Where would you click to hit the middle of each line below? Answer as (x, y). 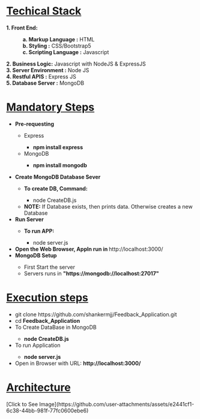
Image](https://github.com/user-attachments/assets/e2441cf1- (117, 404)
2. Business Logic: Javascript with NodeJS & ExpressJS (76, 64)
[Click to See (22, 404)
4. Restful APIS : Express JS (41, 76)
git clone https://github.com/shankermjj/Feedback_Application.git (96, 314)
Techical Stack (44, 11)
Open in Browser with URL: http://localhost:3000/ (78, 363)
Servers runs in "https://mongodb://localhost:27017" (91, 273)
